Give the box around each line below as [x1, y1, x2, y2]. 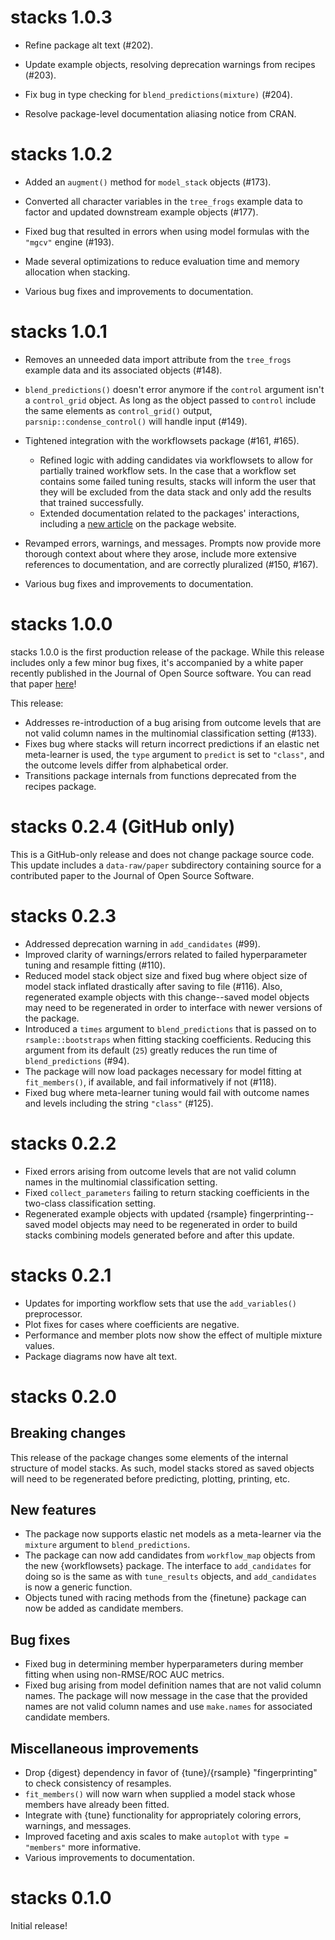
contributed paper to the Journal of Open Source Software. [10, 869, 255, 881]
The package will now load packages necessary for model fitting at [24, 1065, 302, 1077]
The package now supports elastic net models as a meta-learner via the [24, 1528, 322, 1540]
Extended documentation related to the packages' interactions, [39, 507, 300, 519]
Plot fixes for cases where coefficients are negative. [24, 1318, 240, 1330]
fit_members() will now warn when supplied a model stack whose [24, 1787, 296, 1800]
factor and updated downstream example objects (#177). [24, 206, 259, 218]
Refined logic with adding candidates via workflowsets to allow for [39, 454, 313, 466]
